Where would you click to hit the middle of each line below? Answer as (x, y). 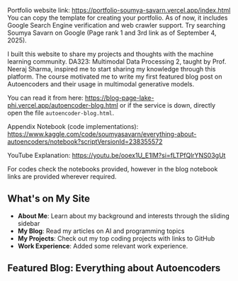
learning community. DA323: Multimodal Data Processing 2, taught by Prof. (117, 62)
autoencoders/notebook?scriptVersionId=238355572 (85, 142)
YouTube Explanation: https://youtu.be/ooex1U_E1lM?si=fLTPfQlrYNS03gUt (117, 155)
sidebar (29, 223)
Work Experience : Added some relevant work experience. (103, 246)
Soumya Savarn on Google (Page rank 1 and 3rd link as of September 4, (112, 33)
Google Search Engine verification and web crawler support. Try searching (117, 25)
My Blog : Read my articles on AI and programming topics (101, 231)
